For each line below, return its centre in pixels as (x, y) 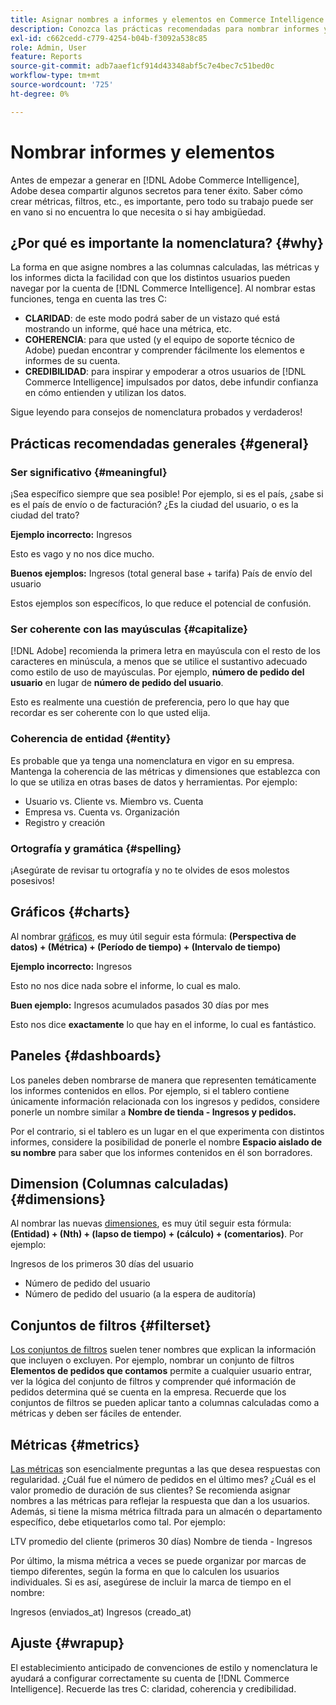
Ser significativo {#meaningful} (89, 472)
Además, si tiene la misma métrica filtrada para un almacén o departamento (166, 1512)
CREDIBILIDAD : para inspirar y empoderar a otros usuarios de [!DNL (165, 372)
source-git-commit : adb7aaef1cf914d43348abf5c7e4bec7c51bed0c (142, 66)
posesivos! (32, 880)
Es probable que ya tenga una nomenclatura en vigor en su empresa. (152, 760)
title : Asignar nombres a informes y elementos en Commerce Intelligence (167, 19)
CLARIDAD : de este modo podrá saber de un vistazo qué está (152, 318)
